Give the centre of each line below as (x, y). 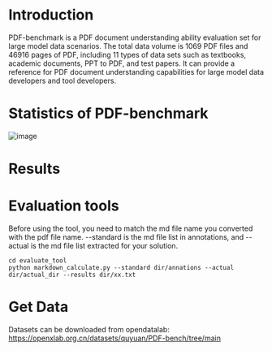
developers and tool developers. (62, 80)
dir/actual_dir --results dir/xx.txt (72, 275)
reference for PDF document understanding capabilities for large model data (136, 71)
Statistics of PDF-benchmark (108, 113)
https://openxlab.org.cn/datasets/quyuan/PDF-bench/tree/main (115, 338)
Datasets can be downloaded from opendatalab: (89, 329)
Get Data (39, 307)
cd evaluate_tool (38, 261)
